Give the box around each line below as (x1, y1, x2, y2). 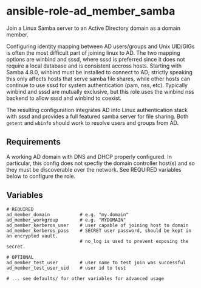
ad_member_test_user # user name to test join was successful (6, 259, 186, 265)
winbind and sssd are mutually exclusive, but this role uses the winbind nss (6, 88, 194, 95)
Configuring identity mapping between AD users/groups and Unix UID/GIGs (6, 43, 196, 50)
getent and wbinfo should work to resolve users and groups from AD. (6, 119, 179, 126)
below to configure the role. (6, 172, 76, 180)
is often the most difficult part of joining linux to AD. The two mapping (6, 49, 180, 56)
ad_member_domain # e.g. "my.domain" (6, 211, 129, 217)
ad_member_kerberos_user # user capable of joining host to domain (6, 222, 189, 228)
